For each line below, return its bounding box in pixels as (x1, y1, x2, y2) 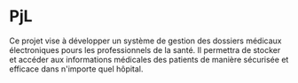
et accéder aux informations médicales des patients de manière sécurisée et (9, 54, 289, 64)
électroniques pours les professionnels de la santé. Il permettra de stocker (9, 44, 281, 55)
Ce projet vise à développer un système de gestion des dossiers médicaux (9, 35, 282, 46)
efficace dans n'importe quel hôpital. (9, 64, 144, 74)
